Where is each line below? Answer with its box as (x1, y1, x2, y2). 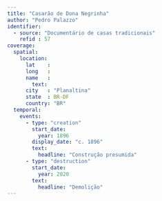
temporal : (13, 106, 41, 113)
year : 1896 (37, 132, 70, 139)
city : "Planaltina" (25, 87, 91, 94)
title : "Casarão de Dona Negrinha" (7, 10, 110, 17)
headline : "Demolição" (37, 184, 103, 191)
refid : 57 (19, 36, 51, 43)
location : (19, 55, 48, 62)
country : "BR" (25, 100, 67, 107)
